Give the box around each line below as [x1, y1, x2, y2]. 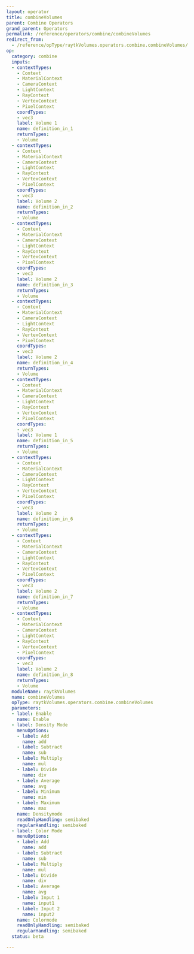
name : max [21, 805, 47, 811]
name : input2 [21, 911, 55, 917]
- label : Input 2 [17, 905, 60, 911]
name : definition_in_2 [17, 204, 73, 210]
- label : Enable [11, 711, 52, 717]
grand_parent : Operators [6, 25, 68, 32]
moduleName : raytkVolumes [11, 689, 76, 695]
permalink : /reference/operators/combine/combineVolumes [6, 31, 151, 37]
